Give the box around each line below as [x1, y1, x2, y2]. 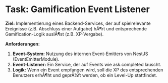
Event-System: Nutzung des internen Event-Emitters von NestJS [12, 51, 148, 57]
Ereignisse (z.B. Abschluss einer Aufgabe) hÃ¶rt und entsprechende [5, 25, 147, 31]
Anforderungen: [5, 40, 40, 47]
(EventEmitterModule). [12, 56, 60, 62]
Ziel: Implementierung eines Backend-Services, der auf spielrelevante [5, 20, 151, 26]
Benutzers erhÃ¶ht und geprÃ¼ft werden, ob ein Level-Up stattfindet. [12, 72, 157, 78]
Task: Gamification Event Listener [5, 4, 150, 15]
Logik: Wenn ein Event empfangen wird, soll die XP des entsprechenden [12, 67, 163, 73]
